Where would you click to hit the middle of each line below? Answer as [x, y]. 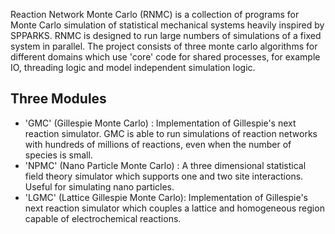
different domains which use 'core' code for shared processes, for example [165, 57]
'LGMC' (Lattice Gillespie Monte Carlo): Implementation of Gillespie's [166, 197]
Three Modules [58, 99]
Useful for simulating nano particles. [99, 186]
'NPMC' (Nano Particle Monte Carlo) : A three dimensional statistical [165, 165]
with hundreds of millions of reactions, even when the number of [158, 144]
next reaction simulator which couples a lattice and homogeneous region [174, 208]
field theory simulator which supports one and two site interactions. [164, 176]
